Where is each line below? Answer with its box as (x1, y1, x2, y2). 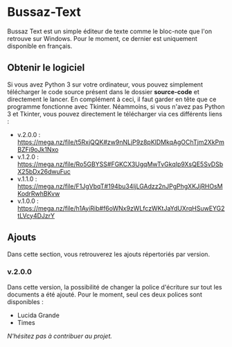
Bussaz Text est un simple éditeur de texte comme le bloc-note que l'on (7, 27, 213, 35)
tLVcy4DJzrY (17, 211, 55, 220)
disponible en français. (7, 42, 73, 50)
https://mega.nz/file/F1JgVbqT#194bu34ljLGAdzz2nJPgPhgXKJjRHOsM (17, 181, 223, 190)
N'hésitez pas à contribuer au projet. (7, 332, 113, 340)
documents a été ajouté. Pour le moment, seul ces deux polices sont (7, 290, 202, 299)
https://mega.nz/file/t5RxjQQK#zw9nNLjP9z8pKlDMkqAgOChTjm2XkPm (17, 138, 225, 146)
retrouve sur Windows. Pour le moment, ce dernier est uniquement (7, 34, 197, 42)
